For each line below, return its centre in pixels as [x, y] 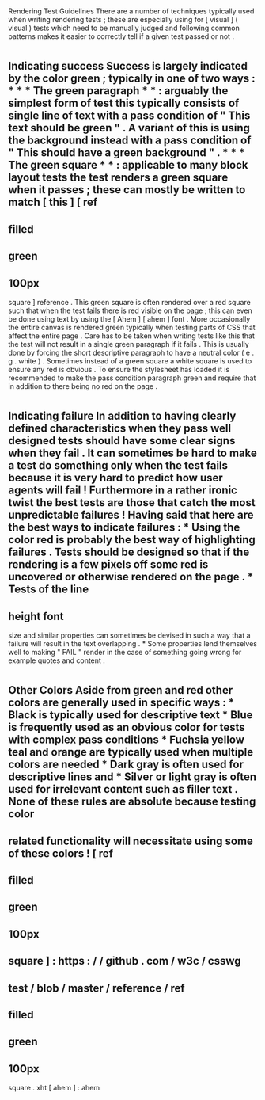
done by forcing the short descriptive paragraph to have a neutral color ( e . [131, 352]
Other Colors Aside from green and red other [121, 690]
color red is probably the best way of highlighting [132, 540]
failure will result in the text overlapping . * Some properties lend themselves [132, 643]
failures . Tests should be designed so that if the [129, 552]
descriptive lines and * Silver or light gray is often [132, 777]
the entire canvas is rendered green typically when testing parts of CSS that [132, 327]
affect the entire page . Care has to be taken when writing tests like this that [132, 336]
